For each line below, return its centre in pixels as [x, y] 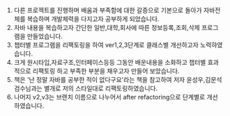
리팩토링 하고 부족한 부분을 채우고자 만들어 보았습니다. [106, 71]
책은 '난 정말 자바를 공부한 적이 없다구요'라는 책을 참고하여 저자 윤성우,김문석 [118, 80]
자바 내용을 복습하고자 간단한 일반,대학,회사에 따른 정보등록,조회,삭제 [107, 27]
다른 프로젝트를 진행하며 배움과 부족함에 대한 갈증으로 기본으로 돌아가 [108, 10]
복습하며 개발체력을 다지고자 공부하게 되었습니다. [93, 19]
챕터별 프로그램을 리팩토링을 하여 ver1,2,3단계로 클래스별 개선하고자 [106, 45]
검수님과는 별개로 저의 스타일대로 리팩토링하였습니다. [86, 88]
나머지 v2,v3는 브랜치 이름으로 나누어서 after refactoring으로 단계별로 [109, 97]
